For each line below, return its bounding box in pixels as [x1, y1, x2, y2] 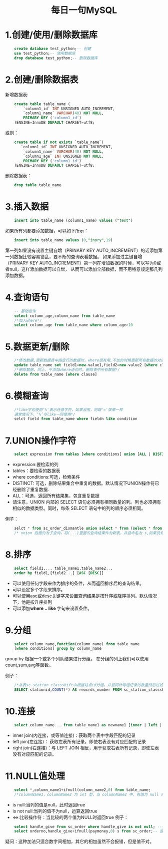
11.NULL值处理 [5, 770, 65, 781]
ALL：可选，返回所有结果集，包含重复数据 [12, 493, 100, 499]
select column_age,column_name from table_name [14, 313, 115, 318]
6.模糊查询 [5, 390, 49, 401]
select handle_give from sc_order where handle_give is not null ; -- [14, 824, 162, 829]
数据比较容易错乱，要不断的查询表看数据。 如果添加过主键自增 [13, 253, 142, 259]
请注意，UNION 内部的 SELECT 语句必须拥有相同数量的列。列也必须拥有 [12, 499, 161, 505]
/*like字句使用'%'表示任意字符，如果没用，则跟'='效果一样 [14, 407, 123, 412]
